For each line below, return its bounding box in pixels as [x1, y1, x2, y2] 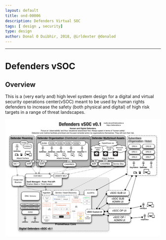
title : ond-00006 [5, 13, 41, 18]
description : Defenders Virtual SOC [5, 18, 81, 23]
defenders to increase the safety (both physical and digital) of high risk [5, 104, 150, 110]
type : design [5, 29, 32, 34]
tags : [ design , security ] [5, 24, 63, 29]
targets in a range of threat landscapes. [5, 109, 85, 115]
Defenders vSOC [5, 61, 76, 72]
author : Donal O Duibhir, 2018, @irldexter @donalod [5, 34, 116, 39]
